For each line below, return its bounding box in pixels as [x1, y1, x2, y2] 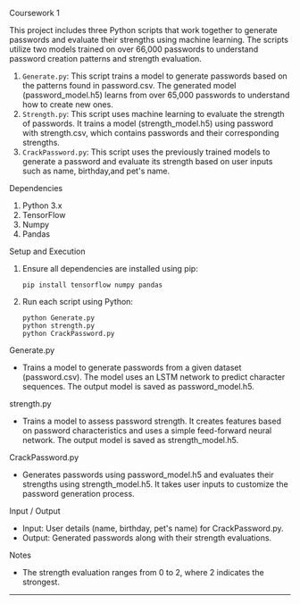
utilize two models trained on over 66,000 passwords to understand [9, 44, 259, 55]
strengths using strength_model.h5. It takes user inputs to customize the [21, 479, 288, 490]
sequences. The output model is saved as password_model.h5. [21, 382, 254, 391]
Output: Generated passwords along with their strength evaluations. [21, 533, 272, 543]
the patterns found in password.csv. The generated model [21, 80, 237, 90]
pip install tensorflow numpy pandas [21, 281, 163, 289]
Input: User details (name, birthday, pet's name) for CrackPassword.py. [21, 523, 284, 533]
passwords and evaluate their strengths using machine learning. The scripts [9, 35, 288, 45]
